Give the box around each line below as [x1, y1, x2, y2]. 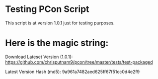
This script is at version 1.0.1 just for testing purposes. [5, 20, 115, 26]
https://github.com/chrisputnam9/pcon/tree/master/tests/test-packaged [5, 59, 153, 65]
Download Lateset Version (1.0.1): [5, 54, 73, 60]
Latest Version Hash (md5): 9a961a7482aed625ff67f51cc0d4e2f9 [5, 69, 140, 75]
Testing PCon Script [5, 3, 89, 15]
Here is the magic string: [5, 37, 109, 49]
